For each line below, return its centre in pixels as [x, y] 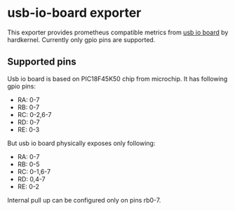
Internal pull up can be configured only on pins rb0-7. [84, 200]
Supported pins [42, 62]
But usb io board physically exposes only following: [81, 143]
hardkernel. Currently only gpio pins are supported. [81, 39]
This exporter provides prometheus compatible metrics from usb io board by [118, 32]
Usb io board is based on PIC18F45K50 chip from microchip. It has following [117, 79]
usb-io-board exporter [74, 13]
